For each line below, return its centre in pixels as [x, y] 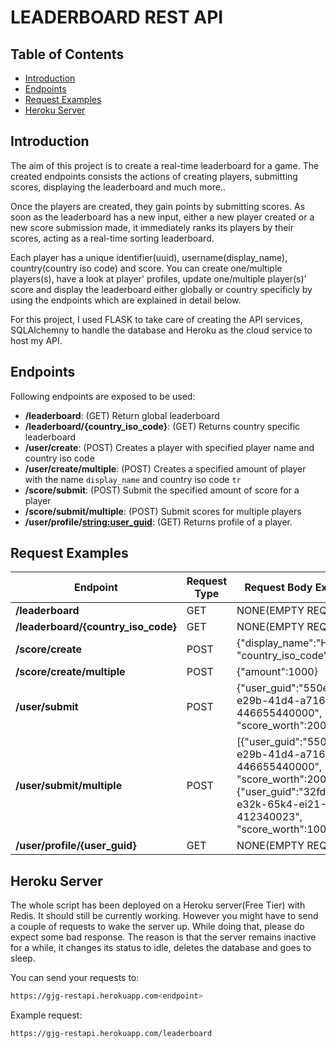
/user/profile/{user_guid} [76, 846]
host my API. [36, 340]
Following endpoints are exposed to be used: [103, 396]
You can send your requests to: [75, 978]
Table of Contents [67, 54]
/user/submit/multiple [69, 786]
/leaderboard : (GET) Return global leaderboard [122, 415]
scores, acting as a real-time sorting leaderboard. [112, 238]
